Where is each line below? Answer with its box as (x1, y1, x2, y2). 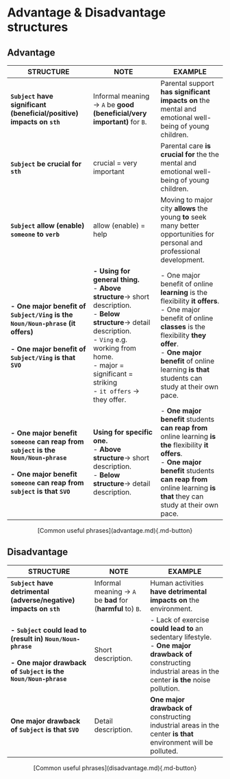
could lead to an (150, 623, 204, 633)
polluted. (150, 746, 179, 756)
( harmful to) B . (94, 603, 142, 613)
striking (93, 378, 118, 387)
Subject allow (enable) (10, 221, 85, 230)
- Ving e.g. (93, 335, 128, 344)
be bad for (94, 595, 129, 605)
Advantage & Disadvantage (7, 5, 166, 21)
